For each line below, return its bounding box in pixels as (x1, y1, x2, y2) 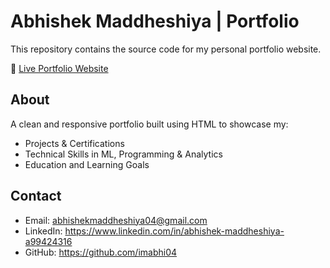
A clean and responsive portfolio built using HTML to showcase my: (10, 118, 289, 130)
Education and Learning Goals (24, 158, 150, 170)
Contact (10, 188, 62, 205)
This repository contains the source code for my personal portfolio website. (10, 43, 322, 55)
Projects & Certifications (24, 137, 125, 149)
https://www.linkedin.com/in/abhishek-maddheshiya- (64, 225, 285, 237)
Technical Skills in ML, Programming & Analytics (24, 148, 223, 160)
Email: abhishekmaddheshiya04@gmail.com (24, 214, 208, 226)
